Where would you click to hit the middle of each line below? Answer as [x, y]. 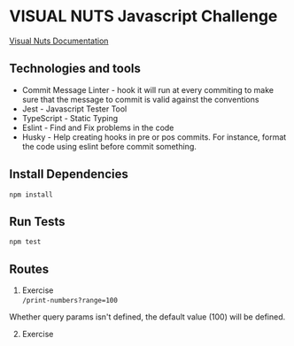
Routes [29, 269]
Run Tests [37, 222]
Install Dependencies [69, 174]
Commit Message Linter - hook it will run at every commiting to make [148, 89]
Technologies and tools [75, 69]
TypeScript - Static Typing [70, 118]
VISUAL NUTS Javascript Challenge [143, 16]
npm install [31, 195]
